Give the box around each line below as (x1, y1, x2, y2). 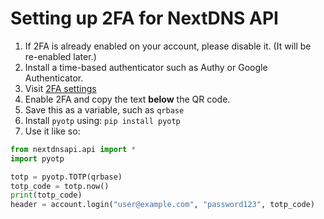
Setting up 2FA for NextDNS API (10, 7, 279, 30)
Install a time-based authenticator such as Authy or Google (24, 61, 268, 73)
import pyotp (10, 153, 65, 164)
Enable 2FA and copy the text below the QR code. (24, 93, 231, 105)
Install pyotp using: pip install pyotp (24, 114, 181, 126)
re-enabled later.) (24, 50, 97, 62)
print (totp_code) (10, 190, 83, 201)
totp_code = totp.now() (10, 181, 110, 191)
